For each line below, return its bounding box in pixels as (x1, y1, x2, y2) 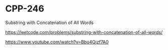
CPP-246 (5, 3, 44, 14)
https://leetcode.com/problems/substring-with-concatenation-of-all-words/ (5, 29, 163, 35)
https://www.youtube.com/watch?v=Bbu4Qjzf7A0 (5, 38, 109, 45)
